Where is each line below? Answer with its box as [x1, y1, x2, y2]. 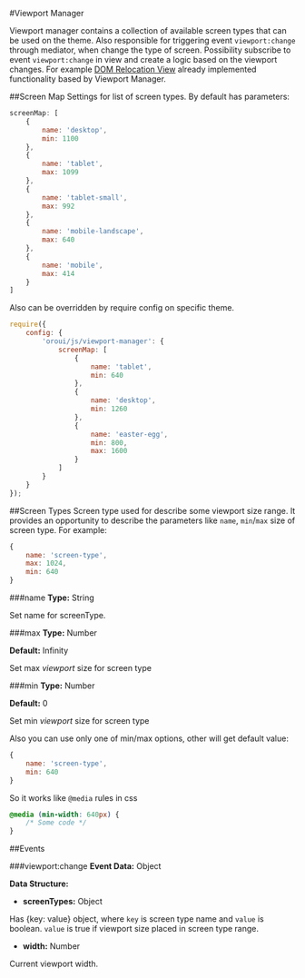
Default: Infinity [9, 645, 69, 656]
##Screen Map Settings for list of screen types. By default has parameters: [9, 91, 290, 102]
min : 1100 [42, 133, 79, 143]
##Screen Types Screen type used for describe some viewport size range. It [9, 505, 296, 516]
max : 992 [42, 202, 75, 211]
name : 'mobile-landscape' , [42, 227, 144, 236]
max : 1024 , [25, 558, 67, 568]
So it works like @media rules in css [9, 792, 138, 803]
